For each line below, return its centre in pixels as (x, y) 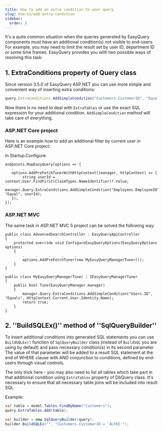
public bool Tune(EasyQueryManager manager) (59, 285)
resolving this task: (24, 57)
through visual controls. (41, 363)
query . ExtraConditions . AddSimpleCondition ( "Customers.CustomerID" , (75, 98)
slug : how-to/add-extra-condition (40, 14)
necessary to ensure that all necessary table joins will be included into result (81, 383)
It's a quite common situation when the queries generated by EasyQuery (77, 37)
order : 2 (18, 23)
